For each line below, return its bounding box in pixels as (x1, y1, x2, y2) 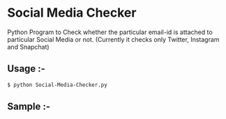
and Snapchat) (7, 42, 50, 51)
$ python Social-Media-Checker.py (7, 81, 108, 88)
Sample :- (7, 101, 51, 113)
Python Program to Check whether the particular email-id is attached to (7, 28, 213, 36)
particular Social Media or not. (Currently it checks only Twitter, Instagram (7, 35, 220, 43)
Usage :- (7, 63, 45, 74)
